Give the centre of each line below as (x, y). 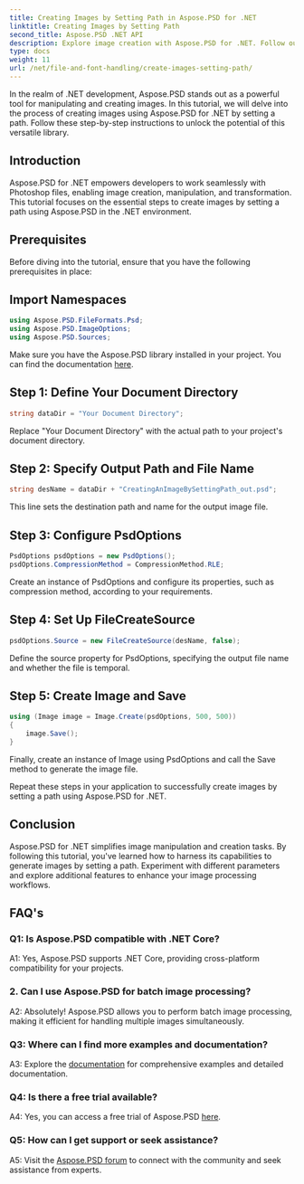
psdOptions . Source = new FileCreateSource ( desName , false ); (125, 640)
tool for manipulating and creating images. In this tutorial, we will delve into (149, 103)
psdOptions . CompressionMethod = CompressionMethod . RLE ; (117, 564)
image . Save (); (52, 734)
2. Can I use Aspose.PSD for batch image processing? (130, 991)
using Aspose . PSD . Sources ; (60, 337)
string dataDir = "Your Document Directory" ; (96, 413)
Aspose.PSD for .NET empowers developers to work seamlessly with (138, 183)
